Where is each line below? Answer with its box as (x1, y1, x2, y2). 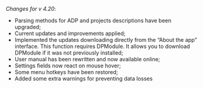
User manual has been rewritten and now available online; (14, 56, 160, 63)
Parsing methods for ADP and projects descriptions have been (14, 17, 172, 24)
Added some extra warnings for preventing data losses (14, 75, 153, 82)
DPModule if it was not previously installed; (14, 49, 123, 56)
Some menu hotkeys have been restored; (14, 69, 118, 75)
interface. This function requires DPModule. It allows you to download (14, 42, 190, 50)
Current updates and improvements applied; (14, 30, 126, 37)
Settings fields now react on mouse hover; (14, 62, 121, 69)
